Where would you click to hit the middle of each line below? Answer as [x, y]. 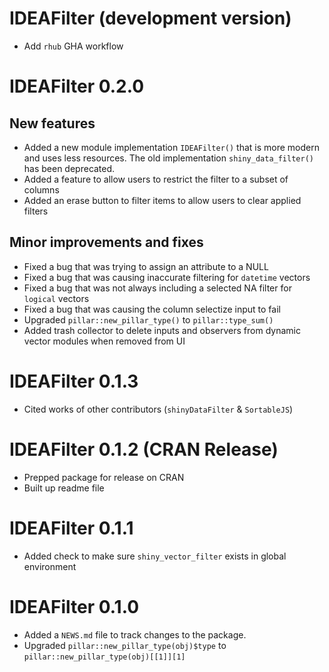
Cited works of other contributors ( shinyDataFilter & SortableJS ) [158, 409]
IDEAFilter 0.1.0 [74, 606]
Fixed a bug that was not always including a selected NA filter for [157, 288]
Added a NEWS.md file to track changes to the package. [135, 634]
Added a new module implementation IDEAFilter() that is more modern [171, 147]
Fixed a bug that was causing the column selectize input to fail [152, 309]
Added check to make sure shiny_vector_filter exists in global [155, 556]
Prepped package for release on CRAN [104, 477]
